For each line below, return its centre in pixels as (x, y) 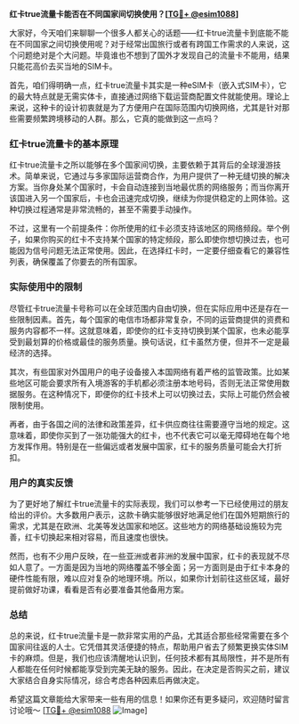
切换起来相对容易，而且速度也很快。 (106, 537)
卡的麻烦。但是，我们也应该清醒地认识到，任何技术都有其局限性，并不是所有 (149, 658)
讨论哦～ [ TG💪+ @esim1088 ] (79, 711)
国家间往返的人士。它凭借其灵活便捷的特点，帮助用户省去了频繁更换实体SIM (149, 647)
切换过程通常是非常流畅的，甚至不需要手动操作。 (106, 209)
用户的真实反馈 (41, 483)
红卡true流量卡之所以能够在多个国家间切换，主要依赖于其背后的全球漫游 (141, 165)
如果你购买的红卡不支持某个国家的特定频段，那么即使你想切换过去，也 (153, 240)
